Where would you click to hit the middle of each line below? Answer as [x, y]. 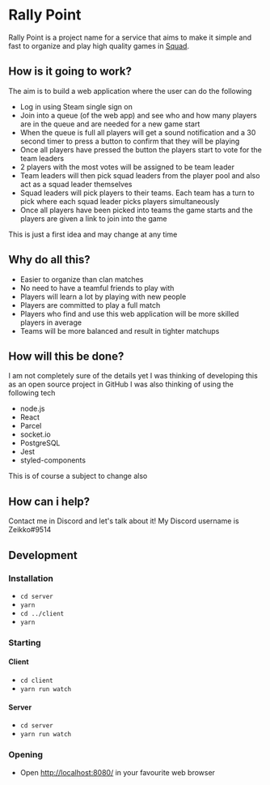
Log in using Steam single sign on [76, 106]
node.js [33, 409]
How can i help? [49, 501]
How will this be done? [66, 356]
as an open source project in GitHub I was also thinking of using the [121, 384]
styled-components [53, 460]
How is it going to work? [70, 72]
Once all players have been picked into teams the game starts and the [136, 210]
